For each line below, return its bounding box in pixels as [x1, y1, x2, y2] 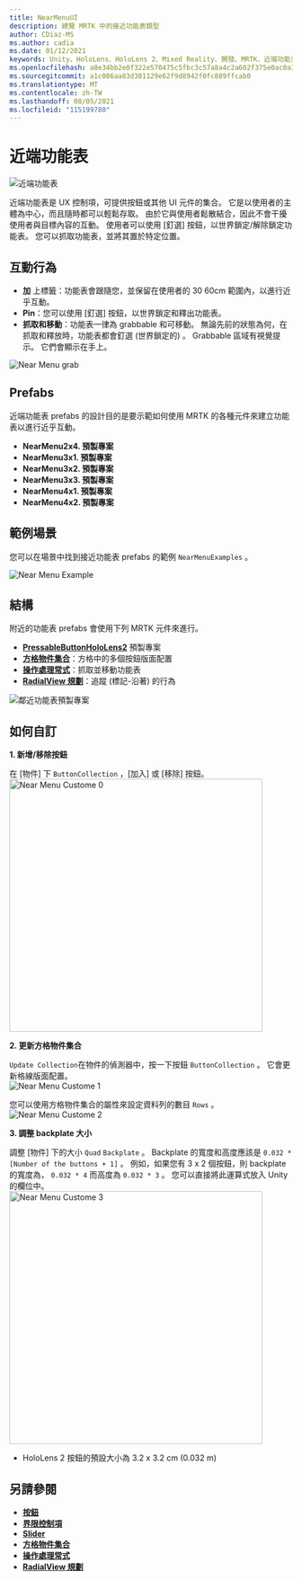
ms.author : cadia [9, 38, 75, 48]
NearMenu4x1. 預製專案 [22, 485, 112, 496]
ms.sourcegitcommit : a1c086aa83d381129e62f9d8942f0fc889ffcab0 [9, 72, 252, 81]
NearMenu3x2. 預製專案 [22, 463, 114, 474]
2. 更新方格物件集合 [9, 1040, 83, 1052]
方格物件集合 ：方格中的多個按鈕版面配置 [22, 653, 173, 664]
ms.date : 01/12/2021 [9, 47, 87, 56]
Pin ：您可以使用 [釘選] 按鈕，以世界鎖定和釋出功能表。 [22, 307, 226, 318]
